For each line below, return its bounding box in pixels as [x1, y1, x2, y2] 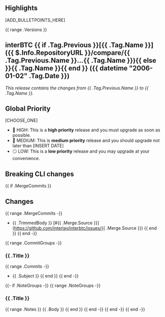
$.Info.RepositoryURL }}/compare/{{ [15, 49, 130, 57]
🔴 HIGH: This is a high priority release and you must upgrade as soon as [12, 127, 161, 133]
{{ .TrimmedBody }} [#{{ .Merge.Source [12, 220, 93, 226]
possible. [12, 132, 31, 138]
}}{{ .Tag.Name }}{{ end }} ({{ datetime [5, 64, 128, 73]
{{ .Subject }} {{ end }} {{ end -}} [12, 273, 79, 279]
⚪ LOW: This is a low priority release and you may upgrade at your [12, 148, 150, 155]
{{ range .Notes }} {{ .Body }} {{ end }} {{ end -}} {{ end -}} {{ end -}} [5, 306, 145, 312]
